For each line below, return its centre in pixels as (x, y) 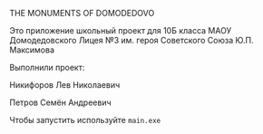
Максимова (32, 50)
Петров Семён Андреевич (60, 102)
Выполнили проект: (47, 67)
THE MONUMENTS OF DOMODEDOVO (82, 13)
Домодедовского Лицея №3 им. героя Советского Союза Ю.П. (131, 40)
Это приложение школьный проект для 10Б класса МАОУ (121, 30)
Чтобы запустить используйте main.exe (85, 120)
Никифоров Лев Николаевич (65, 85)
